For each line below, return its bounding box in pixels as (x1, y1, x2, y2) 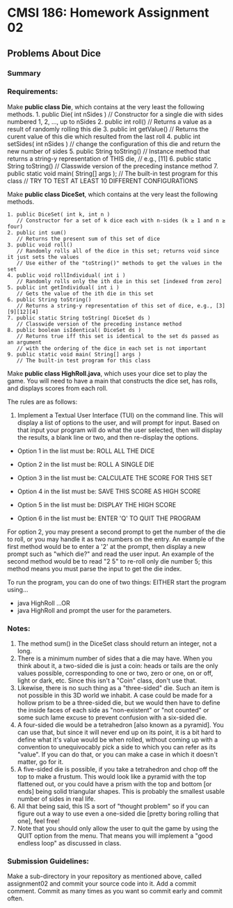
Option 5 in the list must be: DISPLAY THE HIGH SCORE (17, 500, 177, 509)
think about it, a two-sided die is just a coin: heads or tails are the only (17, 662, 218, 670)
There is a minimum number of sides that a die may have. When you (17, 654, 213, 662)
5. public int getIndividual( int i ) (7, 284, 120, 291)
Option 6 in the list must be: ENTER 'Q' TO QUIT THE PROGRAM (17, 513, 201, 523)
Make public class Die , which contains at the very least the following (7, 102, 204, 111)
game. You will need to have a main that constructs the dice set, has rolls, (7, 376, 218, 385)
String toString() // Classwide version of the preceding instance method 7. (7, 161, 219, 170)
